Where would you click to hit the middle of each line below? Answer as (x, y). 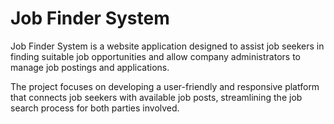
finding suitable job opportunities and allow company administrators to (155, 56)
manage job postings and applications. (90, 67)
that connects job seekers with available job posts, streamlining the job (156, 97)
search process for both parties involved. (95, 108)
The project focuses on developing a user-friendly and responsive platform (165, 86)
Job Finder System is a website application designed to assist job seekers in (167, 46)
